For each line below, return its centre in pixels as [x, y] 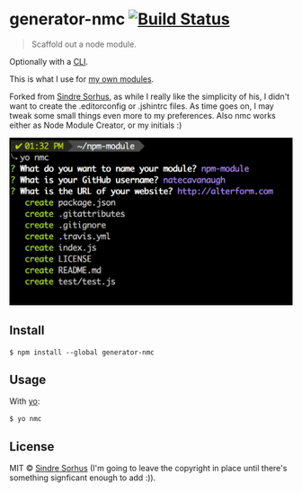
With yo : [25, 401]
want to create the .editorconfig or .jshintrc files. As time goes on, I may [142, 106]
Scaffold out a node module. [84, 44]
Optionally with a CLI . [49, 61]
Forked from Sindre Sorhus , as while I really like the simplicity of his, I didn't [150, 96]
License [32, 447]
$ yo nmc [26, 419]
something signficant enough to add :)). [83, 478]
